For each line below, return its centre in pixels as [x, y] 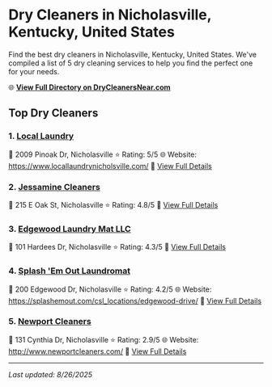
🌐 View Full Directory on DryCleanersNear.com [90, 87]
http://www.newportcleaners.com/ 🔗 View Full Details [98, 351]
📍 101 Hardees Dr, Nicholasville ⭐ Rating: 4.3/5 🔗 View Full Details [117, 247]
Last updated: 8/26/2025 [51, 374]
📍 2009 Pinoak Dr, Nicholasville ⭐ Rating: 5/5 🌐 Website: [102, 154]
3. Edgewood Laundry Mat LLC [70, 229]
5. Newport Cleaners [50, 322]
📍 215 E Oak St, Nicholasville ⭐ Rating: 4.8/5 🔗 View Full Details [113, 204]
